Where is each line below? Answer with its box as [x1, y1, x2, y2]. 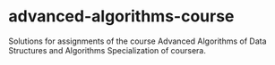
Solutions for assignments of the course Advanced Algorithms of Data [8, 36, 267, 46]
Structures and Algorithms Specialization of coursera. [8, 45, 207, 55]
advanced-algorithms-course [8, 6, 235, 27]
